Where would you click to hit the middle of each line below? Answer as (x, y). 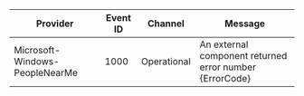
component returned (243, 56)
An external (224, 44)
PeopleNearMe (46, 73)
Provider (55, 24)
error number (228, 67)
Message (245, 24)
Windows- (37, 61)
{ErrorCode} (225, 78)
